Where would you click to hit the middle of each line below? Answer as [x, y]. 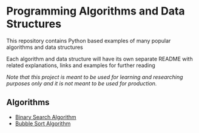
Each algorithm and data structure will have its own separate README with [99, 59]
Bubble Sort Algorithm [43, 123]
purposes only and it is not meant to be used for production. [82, 83]
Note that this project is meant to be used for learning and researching [95, 77]
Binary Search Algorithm [46, 117]
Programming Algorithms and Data [96, 11]
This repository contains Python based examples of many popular [89, 41]
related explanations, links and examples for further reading [81, 65]
